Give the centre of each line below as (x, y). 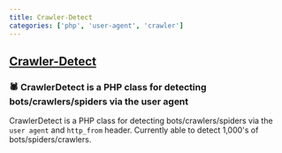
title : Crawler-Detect (51, 17)
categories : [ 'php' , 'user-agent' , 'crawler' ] (96, 26)
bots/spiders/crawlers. (50, 140)
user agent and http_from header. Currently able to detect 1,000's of (134, 130)
